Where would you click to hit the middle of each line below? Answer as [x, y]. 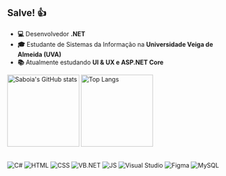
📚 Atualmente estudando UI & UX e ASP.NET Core [90, 62]
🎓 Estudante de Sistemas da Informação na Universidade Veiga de [115, 44]
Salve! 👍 [27, 13]
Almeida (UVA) [39, 54]
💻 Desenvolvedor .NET [51, 34]
